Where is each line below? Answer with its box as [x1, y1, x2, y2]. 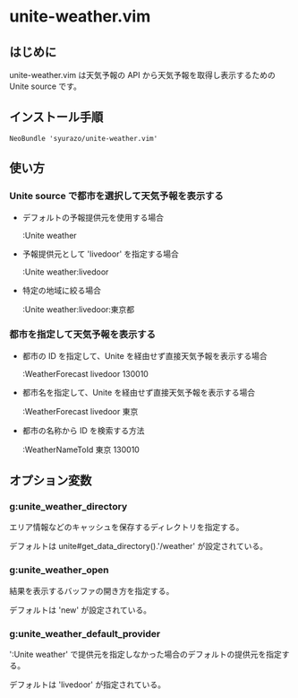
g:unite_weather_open [9, 563, 109, 576]
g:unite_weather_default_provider [9, 627, 161, 640]
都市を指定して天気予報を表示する [9, 328, 157, 341]
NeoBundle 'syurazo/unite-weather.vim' [9, 134, 158, 143]
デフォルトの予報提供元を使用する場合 [21, 212, 164, 222]
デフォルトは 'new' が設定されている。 [9, 604, 152, 615]
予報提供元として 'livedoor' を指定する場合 [21, 249, 179, 259]
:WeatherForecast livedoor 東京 [21, 406, 139, 416]
